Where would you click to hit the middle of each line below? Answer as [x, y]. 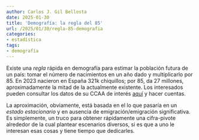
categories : [21, 34]
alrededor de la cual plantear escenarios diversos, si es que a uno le [91, 124]
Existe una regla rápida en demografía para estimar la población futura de [97, 68]
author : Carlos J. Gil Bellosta [46, 12]
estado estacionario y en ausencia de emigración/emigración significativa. [98, 111]
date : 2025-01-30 [28, 17]
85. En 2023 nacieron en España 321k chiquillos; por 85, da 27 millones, [95, 81]
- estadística [24, 40]
